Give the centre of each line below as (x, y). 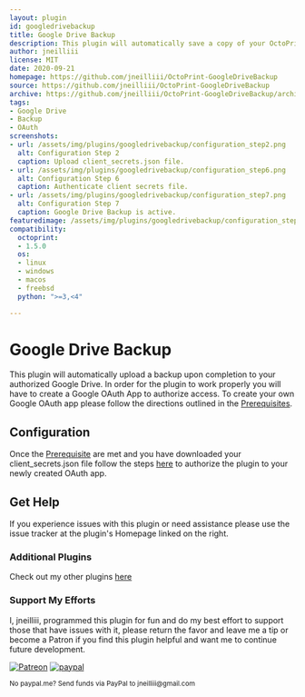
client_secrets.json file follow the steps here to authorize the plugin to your (149, 463)
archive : (26, 94)
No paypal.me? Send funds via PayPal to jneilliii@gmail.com (102, 683)
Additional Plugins (51, 557)
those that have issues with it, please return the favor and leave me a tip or (149, 630)
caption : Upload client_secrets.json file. (101, 161)
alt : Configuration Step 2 (69, 153)
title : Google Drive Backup (63, 35)
